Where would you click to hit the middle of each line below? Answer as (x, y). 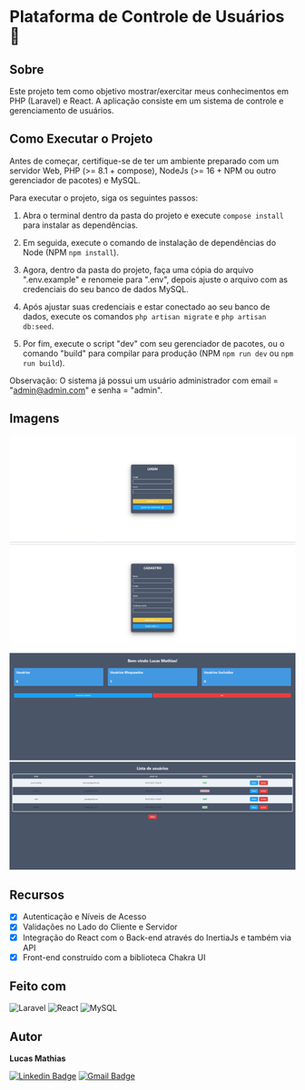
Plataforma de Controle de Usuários (147, 17)
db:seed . (38, 326)
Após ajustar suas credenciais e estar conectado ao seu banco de (146, 307)
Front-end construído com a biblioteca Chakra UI (114, 957)
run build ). (44, 363)
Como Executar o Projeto (81, 139)
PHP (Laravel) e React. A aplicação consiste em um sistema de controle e (147, 101)
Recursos (37, 895)
